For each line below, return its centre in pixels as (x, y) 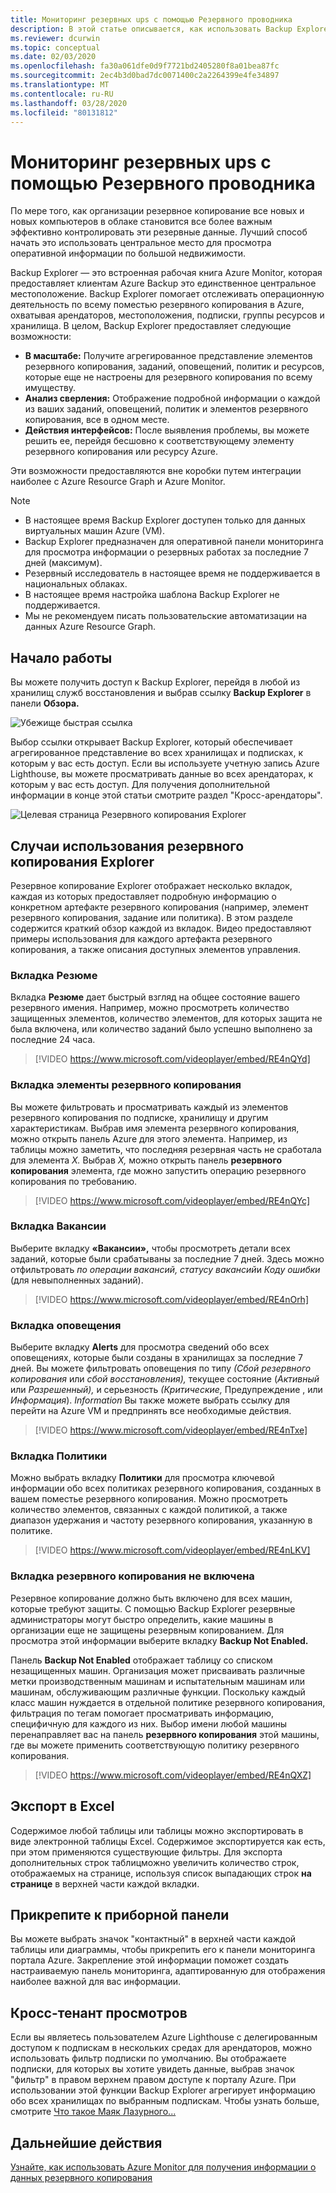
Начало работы (61, 657)
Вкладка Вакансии (58, 1226)
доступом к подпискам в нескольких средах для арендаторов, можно (161, 2048)
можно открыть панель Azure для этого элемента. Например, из (149, 1138)
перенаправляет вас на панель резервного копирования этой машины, (165, 1734)
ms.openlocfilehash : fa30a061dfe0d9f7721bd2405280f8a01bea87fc (145, 66)
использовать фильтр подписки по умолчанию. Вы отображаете (148, 2058)
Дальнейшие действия (86, 2142)
